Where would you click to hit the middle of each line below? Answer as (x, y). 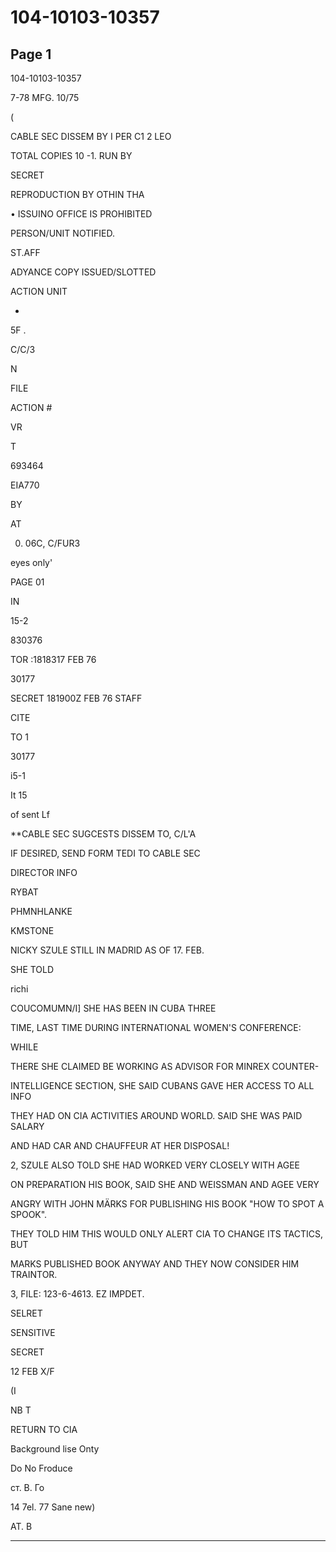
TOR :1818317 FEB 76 (53, 659)
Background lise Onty (55, 1449)
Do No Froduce (41, 1468)
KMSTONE (32, 930)
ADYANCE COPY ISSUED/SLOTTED (83, 272)
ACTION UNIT (39, 291)
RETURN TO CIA (44, 1429)
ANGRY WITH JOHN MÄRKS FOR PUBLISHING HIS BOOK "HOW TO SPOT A (167, 1204)
